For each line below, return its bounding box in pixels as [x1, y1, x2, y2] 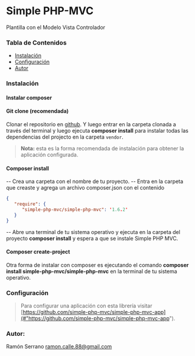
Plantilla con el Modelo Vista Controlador [6, 24, 105, 31]
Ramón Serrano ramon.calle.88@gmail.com [6, 343, 112, 350]
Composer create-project [6, 248, 70, 255]
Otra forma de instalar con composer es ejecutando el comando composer [6, 261, 189, 268]
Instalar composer [6, 94, 52, 101]
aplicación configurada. [20, 151, 79, 158]
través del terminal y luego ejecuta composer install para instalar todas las [6, 127, 189, 134]
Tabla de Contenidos [6, 39, 67, 47]
